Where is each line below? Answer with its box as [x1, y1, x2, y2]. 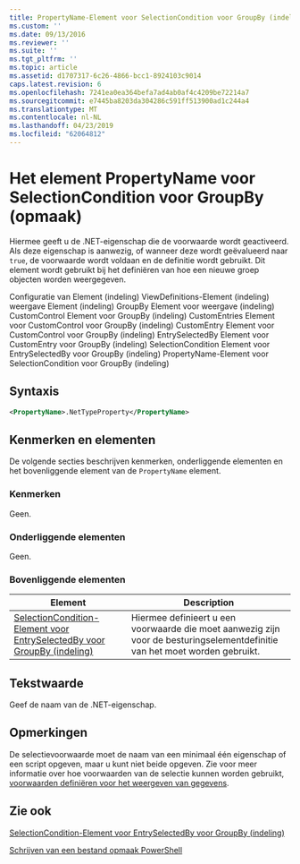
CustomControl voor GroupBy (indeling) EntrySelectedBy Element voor [9, 329, 270, 340]
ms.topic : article [9, 64, 78, 73]
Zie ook [9, 803, 52, 819]
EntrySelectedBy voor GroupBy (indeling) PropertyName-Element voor [9, 348, 270, 359]
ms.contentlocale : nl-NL [9, 113, 102, 122]
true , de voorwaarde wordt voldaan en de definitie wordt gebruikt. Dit [9, 254, 266, 265]
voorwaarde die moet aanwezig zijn [130, 623, 280, 636]
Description [183, 596, 235, 609]
